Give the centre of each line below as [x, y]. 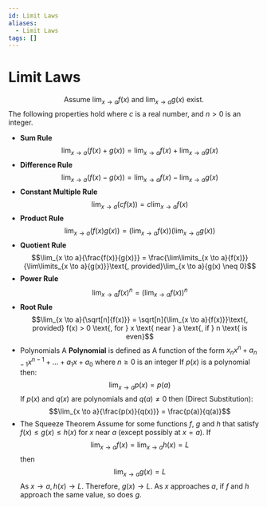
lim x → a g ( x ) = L [140, 473]
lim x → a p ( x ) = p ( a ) [140, 386]
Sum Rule [36, 137]
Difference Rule [46, 164]
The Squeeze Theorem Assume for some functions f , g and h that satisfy [139, 424]
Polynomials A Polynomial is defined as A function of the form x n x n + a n [138, 351]
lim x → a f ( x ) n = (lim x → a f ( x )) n [139, 293]
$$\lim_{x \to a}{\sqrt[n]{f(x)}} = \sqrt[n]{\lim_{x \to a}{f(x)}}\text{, [140, 319]
